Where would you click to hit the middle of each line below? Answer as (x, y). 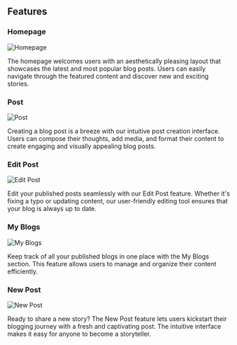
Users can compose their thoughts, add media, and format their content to (116, 138)
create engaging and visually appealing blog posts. (82, 146)
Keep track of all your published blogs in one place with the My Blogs (108, 256)
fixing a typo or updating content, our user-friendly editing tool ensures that (118, 201)
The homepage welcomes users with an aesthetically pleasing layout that (114, 61)
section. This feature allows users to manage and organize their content (112, 264)
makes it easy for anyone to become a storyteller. (79, 334)
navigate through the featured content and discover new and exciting (108, 76)
